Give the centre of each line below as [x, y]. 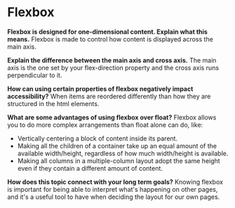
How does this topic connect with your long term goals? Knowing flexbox [115, 182]
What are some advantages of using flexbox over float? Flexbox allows [112, 117]
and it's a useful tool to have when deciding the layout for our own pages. [114, 197]
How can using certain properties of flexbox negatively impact [100, 89]
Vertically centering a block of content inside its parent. [97, 138]
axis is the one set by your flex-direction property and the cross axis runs [113, 67]
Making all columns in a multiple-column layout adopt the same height [119, 161]
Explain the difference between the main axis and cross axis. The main [112, 60]
